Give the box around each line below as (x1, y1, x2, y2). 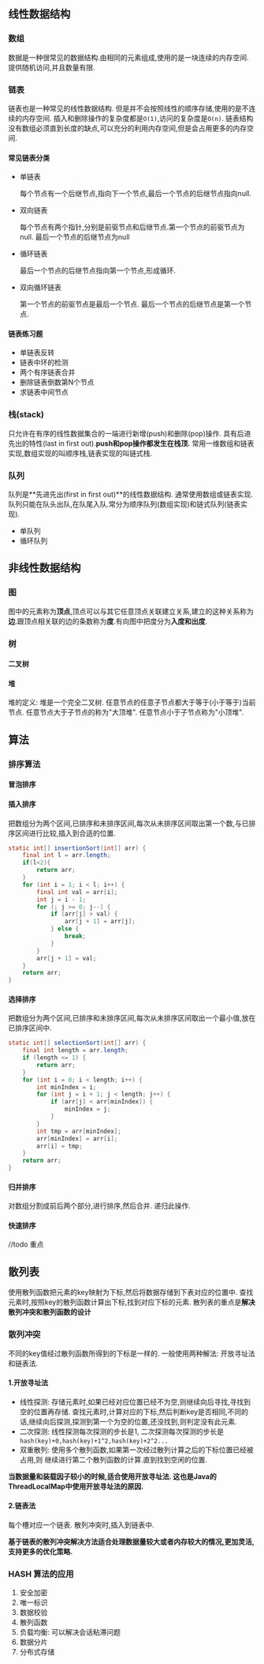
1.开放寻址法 (8, 1378, 49, 1387)
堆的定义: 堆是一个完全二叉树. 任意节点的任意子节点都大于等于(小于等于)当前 (8, 698, 256, 707)
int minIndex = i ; (36, 1083, 97, 1091)
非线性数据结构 (8, 561, 81, 575)
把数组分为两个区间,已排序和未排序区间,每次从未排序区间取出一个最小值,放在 (8, 1013, 256, 1023)
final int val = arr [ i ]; (36, 888, 118, 896)
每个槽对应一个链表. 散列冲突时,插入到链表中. (8, 1520, 155, 1530)
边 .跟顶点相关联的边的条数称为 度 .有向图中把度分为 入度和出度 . (8, 616, 208, 626)
